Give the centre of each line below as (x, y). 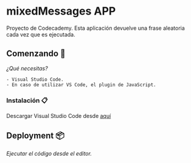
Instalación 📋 (27, 100)
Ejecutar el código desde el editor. (49, 153)
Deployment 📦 (36, 136)
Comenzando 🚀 (36, 54)
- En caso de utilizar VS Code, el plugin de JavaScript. (81, 85)
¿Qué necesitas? (27, 68)
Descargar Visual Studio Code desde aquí (59, 116)
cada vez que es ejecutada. (41, 34)
